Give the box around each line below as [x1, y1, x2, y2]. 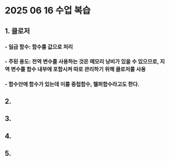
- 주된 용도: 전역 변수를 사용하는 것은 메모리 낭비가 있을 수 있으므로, [5, 58, 159, 65]
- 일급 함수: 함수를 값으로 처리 [5, 43, 74, 50]
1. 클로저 [5, 27, 30, 35]
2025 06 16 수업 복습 [5, 5, 91, 16]
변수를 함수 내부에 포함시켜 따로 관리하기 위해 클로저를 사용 [10, 66, 146, 73]
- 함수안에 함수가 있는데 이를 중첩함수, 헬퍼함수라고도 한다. [5, 81, 140, 88]
